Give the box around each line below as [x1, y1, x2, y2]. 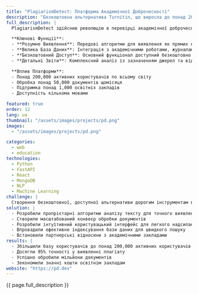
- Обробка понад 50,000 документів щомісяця [11, 79, 123, 86]
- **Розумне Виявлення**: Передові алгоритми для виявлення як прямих [11, 41, 189, 47]
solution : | [6, 205, 35, 211]
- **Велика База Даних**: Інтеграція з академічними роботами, [11, 47, 170, 53]
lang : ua [6, 112, 28, 118]
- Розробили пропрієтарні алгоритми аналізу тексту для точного [11, 210, 173, 216]
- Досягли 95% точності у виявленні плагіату [11, 249, 126, 254]
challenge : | [6, 194, 38, 200]
